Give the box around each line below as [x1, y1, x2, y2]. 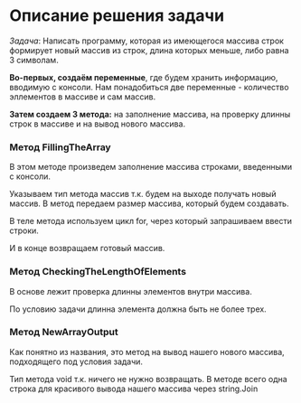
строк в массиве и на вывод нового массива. [9, 118, 186, 129]
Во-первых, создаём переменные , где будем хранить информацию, [9, 71, 278, 82]
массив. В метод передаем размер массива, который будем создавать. [9, 198, 289, 209]
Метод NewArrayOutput [9, 326, 119, 339]
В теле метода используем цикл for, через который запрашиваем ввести [9, 216, 292, 227]
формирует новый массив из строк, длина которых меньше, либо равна [9, 44, 289, 55]
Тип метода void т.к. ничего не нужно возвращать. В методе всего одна [9, 373, 287, 384]
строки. [9, 225, 39, 236]
